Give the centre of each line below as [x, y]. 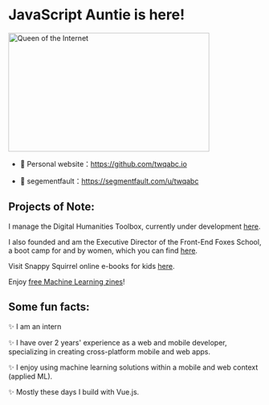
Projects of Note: [51, 207]
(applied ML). [31, 376]
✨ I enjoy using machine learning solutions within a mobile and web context [133, 367]
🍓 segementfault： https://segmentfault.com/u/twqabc [109, 181]
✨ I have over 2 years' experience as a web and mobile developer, [118, 342]
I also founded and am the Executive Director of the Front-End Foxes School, [135, 242]
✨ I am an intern [35, 326]
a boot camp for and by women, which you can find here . [103, 250]
